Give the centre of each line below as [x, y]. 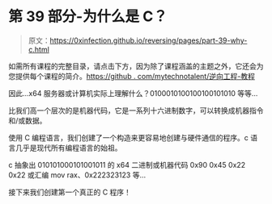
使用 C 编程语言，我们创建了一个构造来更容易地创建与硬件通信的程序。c [129, 137]
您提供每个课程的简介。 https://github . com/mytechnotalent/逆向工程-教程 [132, 76]
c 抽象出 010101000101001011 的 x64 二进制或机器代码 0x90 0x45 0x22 [127, 164]
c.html [39, 49]
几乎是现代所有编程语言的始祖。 [68, 148]
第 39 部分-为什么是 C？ [88, 17]
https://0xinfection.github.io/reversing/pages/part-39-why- [149, 40]
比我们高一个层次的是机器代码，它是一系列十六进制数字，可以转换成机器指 [132, 110]
